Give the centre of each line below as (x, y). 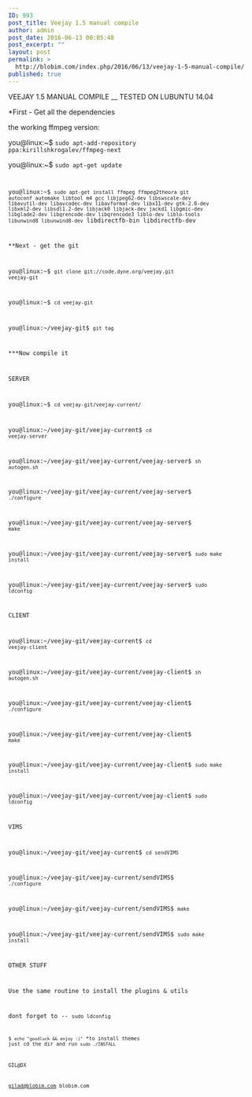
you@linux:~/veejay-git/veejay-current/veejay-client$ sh (105, 672)
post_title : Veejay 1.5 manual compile (74, 23)
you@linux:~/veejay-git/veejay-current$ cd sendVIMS (94, 853)
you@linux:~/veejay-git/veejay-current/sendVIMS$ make (99, 909)
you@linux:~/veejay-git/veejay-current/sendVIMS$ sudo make (106, 935)
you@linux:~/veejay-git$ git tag (61, 328)
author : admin (31, 30)
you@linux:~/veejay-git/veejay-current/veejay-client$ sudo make (115, 765)
